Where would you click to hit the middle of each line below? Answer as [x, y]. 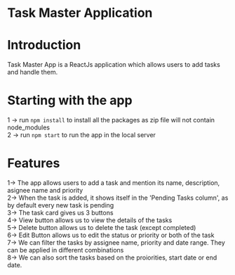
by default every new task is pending [61, 205]
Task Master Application [80, 13]
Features [34, 164]
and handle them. [33, 72]
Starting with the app [70, 101]
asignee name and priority [45, 190]
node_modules [29, 127]
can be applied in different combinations [66, 250]
